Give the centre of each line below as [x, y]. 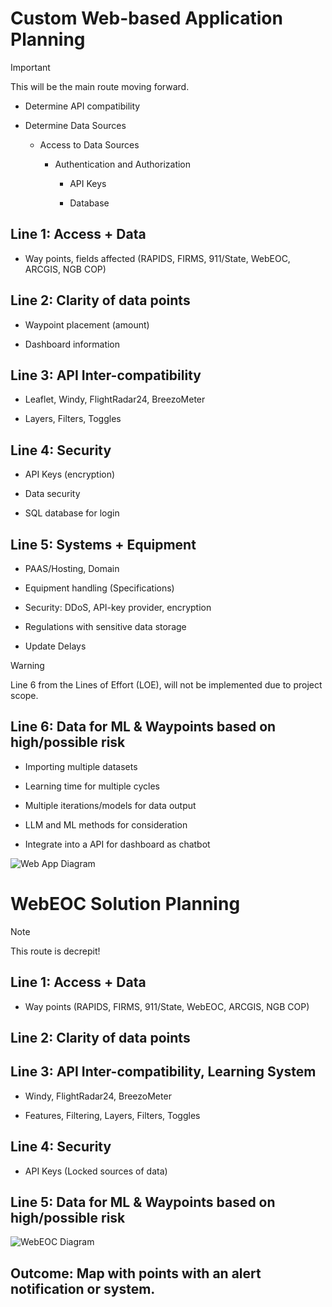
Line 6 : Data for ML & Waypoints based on [143, 727]
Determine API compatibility [82, 106]
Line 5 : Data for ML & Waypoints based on [143, 1202]
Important [30, 67]
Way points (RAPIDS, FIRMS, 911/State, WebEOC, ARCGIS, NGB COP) [167, 1006]
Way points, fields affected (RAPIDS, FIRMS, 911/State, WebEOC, [157, 258]
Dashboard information [72, 344]
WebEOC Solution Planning [125, 904]
